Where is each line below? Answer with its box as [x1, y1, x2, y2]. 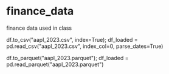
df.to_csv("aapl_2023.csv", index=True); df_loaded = [6, 36, 138, 43]
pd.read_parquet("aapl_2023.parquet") [6, 61, 104, 68]
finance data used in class [6, 24, 72, 32]
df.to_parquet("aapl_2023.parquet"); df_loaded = [6, 54, 129, 61]
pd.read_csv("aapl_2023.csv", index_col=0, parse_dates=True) [6, 42, 164, 50]
